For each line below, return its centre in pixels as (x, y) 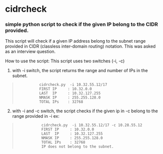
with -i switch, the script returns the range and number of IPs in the (80, 71)
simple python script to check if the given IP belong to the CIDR (81, 25)
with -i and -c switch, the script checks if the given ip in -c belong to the (85, 111)
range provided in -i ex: (36, 116)
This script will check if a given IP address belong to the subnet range (75, 41)
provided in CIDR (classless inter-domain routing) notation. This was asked (80, 46)
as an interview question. (30, 51)
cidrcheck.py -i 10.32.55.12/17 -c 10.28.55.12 (92, 125)
